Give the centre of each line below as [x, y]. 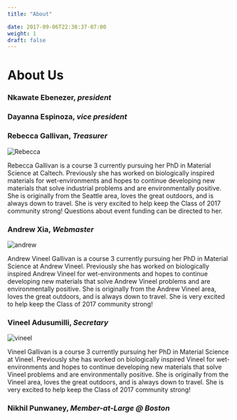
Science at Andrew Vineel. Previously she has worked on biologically [109, 266]
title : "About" [30, 14]
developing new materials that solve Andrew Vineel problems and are [109, 281]
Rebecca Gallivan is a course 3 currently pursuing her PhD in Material [109, 165]
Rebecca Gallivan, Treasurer [58, 136]
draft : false [27, 40]
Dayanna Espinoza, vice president [67, 117]
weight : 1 [22, 34]
